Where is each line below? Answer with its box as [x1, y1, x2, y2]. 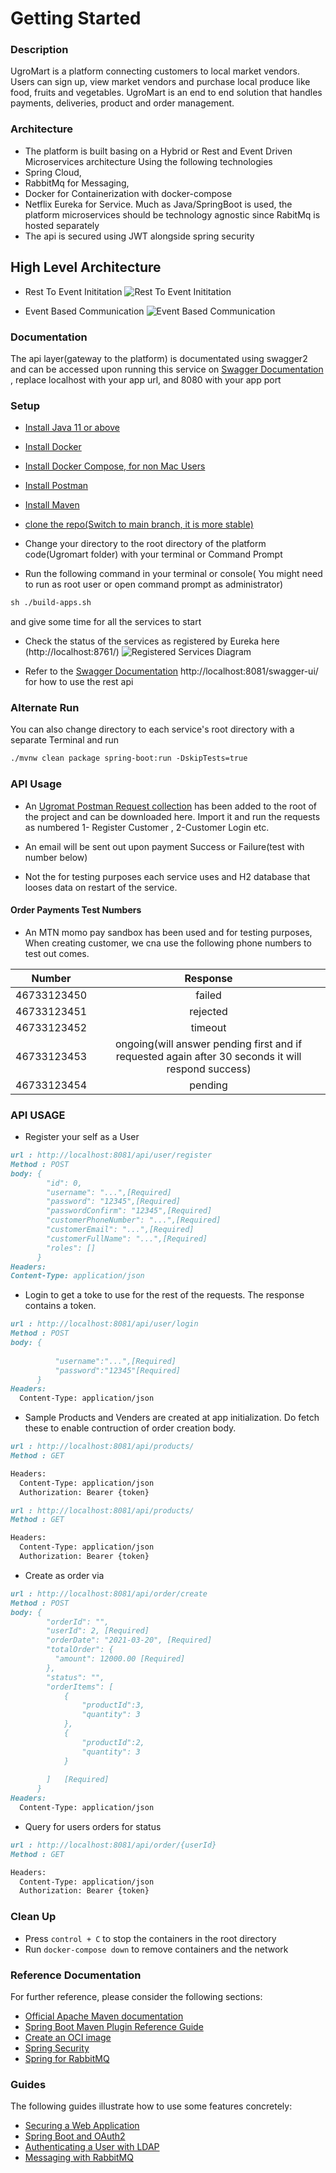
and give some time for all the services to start [10, 616, 202, 628]
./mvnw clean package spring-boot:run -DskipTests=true [10, 753, 248, 764]
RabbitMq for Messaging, [24, 177, 130, 189]
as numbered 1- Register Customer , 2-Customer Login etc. [24, 821, 270, 833]
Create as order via [24, 1569, 105, 1581]
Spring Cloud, [24, 166, 82, 178]
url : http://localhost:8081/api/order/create [10, 1588, 208, 1599]
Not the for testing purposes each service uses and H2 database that [24, 870, 311, 882]
